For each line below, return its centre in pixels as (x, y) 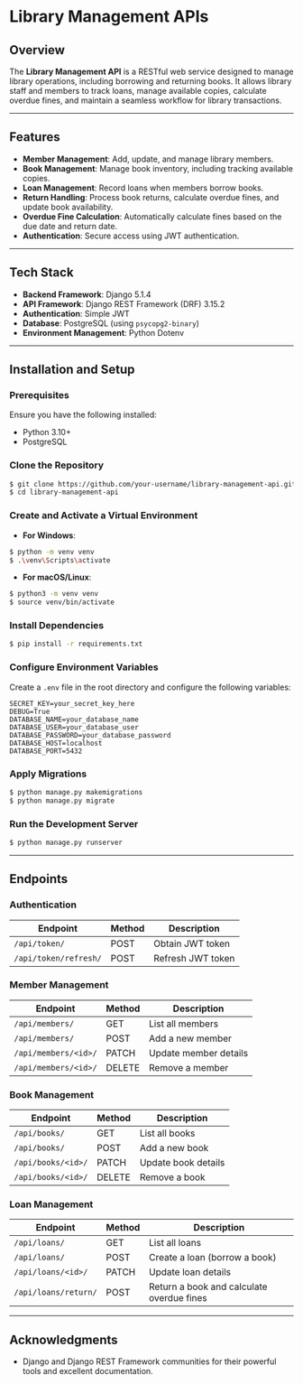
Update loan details (190, 1272)
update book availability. (68, 207)
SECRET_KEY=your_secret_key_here (72, 703)
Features (35, 137)
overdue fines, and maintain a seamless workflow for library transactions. (146, 100)
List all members (184, 1024)
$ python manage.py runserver (66, 842)
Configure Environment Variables (84, 667)
